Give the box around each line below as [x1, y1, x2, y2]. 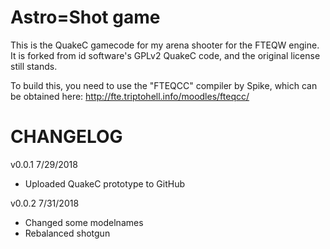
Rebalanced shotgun [24, 227, 111, 239]
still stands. [10, 60, 58, 72]
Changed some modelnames [24, 216, 144, 228]
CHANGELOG [10, 126, 123, 148]
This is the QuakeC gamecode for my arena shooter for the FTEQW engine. [10, 39, 320, 51]
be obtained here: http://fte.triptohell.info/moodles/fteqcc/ [10, 90, 250, 102]
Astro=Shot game [10, 6, 161, 29]
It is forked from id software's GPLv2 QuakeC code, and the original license [10, 49, 321, 61]
